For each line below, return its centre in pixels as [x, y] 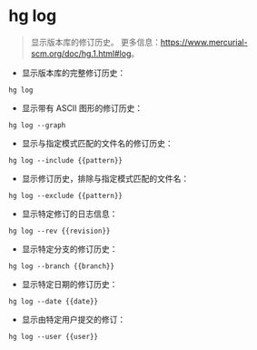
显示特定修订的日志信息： [69, 214]
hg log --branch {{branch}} [62, 266]
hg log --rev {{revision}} [59, 231]
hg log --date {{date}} [54, 301]
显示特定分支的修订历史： [69, 249]
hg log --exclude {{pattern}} [66, 195]
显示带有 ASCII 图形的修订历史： [82, 108]
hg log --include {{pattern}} [66, 160]
